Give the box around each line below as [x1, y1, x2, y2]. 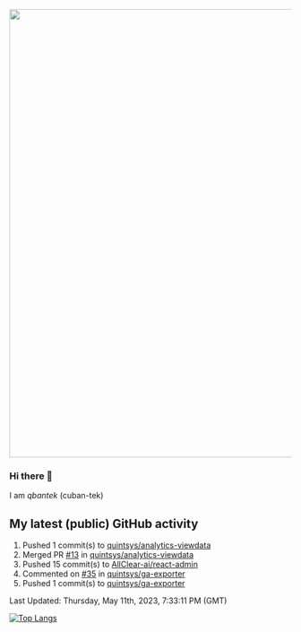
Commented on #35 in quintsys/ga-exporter [21, 568, 185, 579]
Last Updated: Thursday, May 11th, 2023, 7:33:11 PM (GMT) [9, 595, 228, 606]
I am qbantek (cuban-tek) [9, 490, 104, 501]
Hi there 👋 [9, 470, 54, 482]
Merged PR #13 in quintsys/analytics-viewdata [21, 550, 194, 560]
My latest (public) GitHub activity [9, 515, 199, 532]
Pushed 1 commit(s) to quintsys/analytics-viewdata [21, 540, 211, 550]
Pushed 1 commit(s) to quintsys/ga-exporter [21, 578, 185, 589]
